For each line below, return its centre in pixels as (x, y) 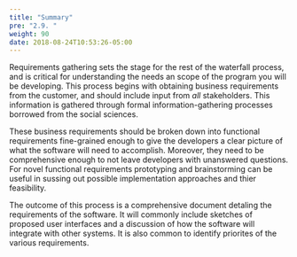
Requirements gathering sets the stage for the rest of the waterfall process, (147, 67)
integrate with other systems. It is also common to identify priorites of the (143, 234)
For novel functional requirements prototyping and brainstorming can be (141, 169)
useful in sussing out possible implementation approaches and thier (133, 179)
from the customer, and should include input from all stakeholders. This (140, 96)
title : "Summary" (41, 17)
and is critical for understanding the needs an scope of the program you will (148, 77)
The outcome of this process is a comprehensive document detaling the (141, 206)
